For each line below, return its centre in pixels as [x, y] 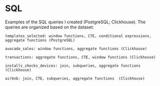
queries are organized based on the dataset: [50, 27]
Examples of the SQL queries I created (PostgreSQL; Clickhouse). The [75, 22]
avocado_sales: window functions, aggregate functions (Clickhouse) [76, 49]
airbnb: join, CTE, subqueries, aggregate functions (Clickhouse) [75, 78]
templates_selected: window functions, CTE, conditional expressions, [78, 36]
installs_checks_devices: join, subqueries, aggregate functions [73, 66]
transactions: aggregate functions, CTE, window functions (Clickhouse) [80, 57]
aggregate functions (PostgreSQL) [40, 40]
